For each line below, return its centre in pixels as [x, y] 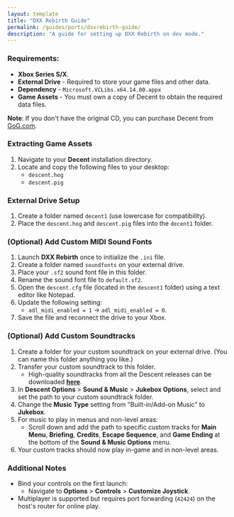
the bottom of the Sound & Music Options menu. [100, 442]
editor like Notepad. [46, 295]
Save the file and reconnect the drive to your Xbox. [92, 317]
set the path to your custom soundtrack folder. [85, 397]
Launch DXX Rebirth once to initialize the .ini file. [91, 257]
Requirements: [33, 59]
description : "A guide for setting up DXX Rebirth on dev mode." [106, 34]
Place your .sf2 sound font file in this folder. [82, 272]
